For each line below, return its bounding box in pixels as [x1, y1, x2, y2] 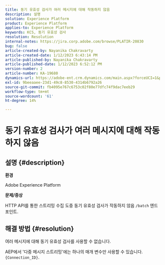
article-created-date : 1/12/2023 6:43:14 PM [5, 52, 98, 58]
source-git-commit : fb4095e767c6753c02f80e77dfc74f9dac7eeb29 [5, 84, 135, 90]
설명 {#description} [5, 158, 65, 167]
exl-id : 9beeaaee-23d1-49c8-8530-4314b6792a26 [5, 80, 102, 85]
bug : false [5, 44, 27, 48]
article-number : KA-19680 [5, 71, 58, 76]
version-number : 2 [5, 67, 43, 72]
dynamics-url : [5, 75, 34, 80]
